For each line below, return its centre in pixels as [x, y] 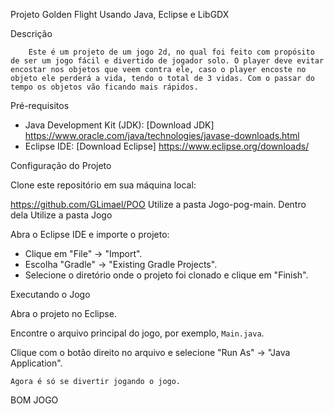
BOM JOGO [34, 400]
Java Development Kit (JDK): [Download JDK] [119, 125]
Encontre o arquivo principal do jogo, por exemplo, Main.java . [137, 333]
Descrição [31, 33]
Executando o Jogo [50, 294]
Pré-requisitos [40, 105]
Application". [36, 363]
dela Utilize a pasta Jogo [61, 215]
